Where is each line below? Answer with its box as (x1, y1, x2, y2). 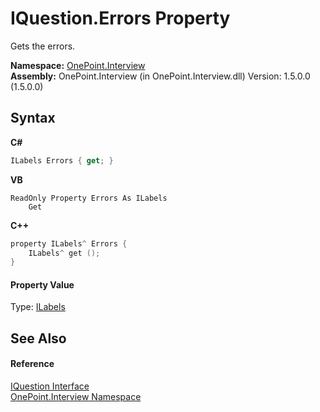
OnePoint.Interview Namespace (10, 391, 142, 403)
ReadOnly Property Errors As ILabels (10, 193, 168, 203)
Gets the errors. (10, 40, 76, 52)
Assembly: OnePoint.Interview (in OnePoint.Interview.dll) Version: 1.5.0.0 (10, 70, 311, 82)
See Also (10, 330, 67, 347)
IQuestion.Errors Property (10, 7, 231, 30)
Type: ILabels (10, 301, 66, 313)
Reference (10, 358, 55, 370)
